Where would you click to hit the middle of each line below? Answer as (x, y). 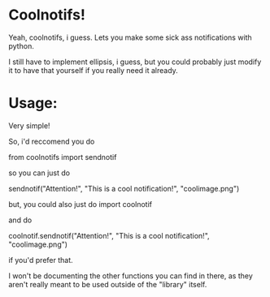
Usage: (33, 103)
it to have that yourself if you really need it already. (94, 70)
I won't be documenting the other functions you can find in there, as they (131, 275)
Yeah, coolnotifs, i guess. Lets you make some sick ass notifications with (130, 37)
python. (21, 45)
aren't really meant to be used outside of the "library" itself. (108, 284)
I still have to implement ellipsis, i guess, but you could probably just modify (135, 62)
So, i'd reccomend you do (52, 141)
